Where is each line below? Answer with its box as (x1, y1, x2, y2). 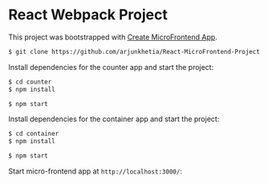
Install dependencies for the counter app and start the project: (8, 62, 214, 72)
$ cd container (8, 130, 59, 138)
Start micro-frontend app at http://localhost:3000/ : (8, 166, 183, 176)
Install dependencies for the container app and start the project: (8, 114, 220, 124)
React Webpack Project (8, 6, 169, 24)
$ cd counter (8, 78, 52, 86)
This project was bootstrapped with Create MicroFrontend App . (8, 32, 218, 42)
